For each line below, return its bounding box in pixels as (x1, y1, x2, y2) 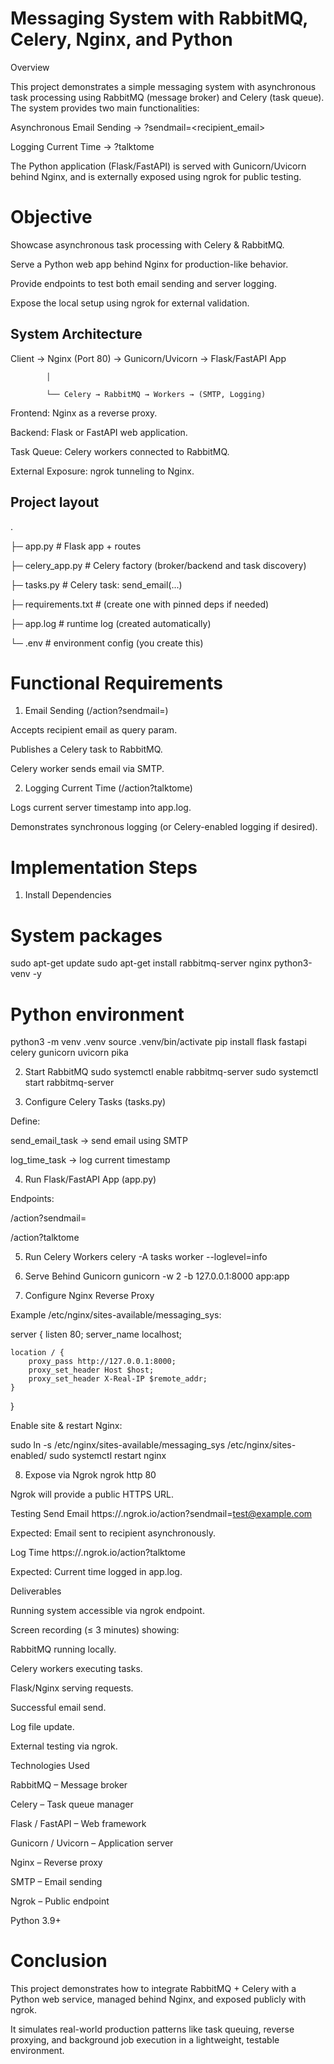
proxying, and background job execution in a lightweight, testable (10, 2034, 280, 2046)
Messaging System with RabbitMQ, (10, 7, 308, 30)
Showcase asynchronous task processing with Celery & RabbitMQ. (10, 238, 285, 251)
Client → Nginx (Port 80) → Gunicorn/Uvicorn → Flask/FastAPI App (10, 352, 287, 364)
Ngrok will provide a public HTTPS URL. (10, 1488, 175, 1501)
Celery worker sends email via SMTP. (10, 763, 165, 775)
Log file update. (10, 1721, 75, 1733)
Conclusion (10, 1950, 108, 1972)
